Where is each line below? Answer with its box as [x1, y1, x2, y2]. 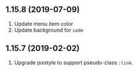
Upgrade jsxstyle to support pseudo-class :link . [14, 59, 134, 66]
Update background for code [14, 26, 83, 33]
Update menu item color [14, 20, 73, 27]
